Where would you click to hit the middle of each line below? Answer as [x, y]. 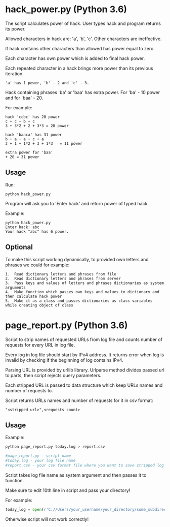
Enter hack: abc [22, 227]
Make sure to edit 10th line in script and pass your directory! [68, 490]
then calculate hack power [34, 296]
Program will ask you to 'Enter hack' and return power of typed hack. [77, 203]
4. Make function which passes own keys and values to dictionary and [82, 292]
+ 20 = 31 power [22, 157]
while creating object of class [39, 305]
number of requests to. [29, 390]
